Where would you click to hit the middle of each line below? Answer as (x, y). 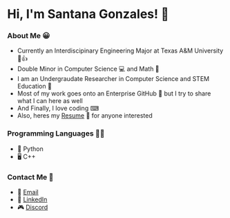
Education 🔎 (34, 87)
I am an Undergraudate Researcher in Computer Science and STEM (113, 79)
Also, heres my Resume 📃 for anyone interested (85, 116)
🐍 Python (30, 149)
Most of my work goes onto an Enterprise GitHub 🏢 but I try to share (114, 93)
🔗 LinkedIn (32, 199)
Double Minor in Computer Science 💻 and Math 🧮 (88, 69)
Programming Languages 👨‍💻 (56, 134)
